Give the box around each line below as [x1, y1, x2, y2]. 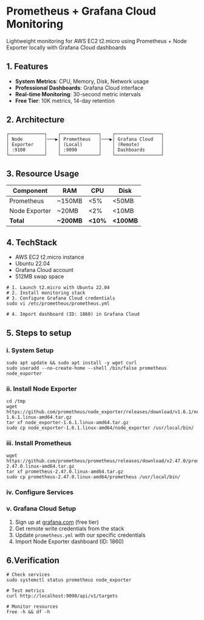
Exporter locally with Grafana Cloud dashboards [6, 44, 126, 51]
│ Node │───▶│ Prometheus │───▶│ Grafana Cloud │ [6, 136, 165, 142]
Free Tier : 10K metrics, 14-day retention [15, 97, 115, 104]
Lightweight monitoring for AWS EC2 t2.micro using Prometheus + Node [6, 37, 187, 44]
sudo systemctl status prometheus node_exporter [6, 577, 132, 583]
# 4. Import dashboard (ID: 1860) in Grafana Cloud [6, 312, 140, 318]
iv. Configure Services [6, 488, 74, 496]
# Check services [6, 571, 50, 577]
